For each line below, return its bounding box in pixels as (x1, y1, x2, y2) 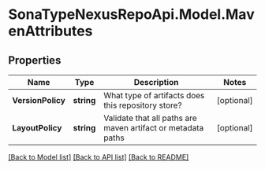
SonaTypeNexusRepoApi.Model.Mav (8, 6, 255, 24)
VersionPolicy (12, 95, 65, 105)
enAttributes (8, 22, 93, 40)
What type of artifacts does (103, 90, 205, 101)
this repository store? (103, 100, 183, 111)
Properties (8, 53, 62, 67)
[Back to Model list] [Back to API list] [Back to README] (8, 152, 189, 162)
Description (133, 77, 179, 87)
